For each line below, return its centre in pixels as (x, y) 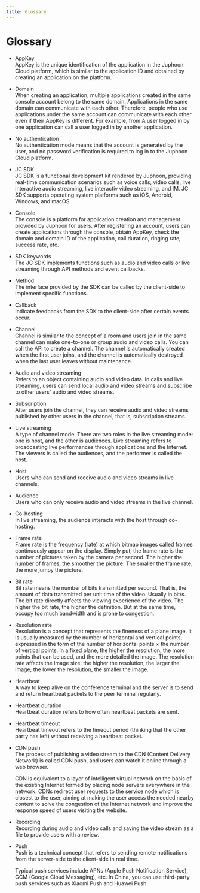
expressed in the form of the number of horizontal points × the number (102, 644)
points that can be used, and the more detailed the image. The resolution (104, 656)
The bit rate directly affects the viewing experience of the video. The (99, 601)
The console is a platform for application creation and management (98, 219)
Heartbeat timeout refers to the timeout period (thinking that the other (101, 729)
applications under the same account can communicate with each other (103, 114)
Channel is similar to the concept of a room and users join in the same (101, 336)
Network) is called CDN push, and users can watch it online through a (101, 760)
